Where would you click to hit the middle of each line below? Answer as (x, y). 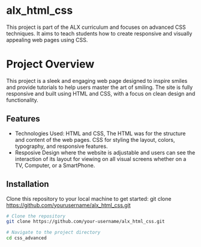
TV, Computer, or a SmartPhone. (55, 165)
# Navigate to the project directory (53, 233)
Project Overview (50, 64)
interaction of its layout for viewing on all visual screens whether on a (100, 159)
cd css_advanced (26, 238)
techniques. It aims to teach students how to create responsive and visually (99, 33)
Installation (28, 184)
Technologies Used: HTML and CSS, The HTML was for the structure (100, 133)
